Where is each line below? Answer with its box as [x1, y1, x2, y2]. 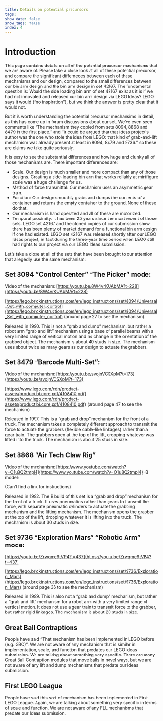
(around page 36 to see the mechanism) [22, 584, 103, 590]
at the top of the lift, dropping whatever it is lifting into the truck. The [5, 514, 142, 520]
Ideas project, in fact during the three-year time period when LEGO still [12, 237, 155, 242]
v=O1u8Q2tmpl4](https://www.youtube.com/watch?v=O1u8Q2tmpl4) [5, 469, 144, 475]
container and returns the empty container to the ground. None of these [12, 200, 157, 206]
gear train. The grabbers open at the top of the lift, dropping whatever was [5, 431, 154, 437]
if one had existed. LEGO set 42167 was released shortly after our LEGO [12, 231, 157, 237]
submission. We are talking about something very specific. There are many [5, 652, 155, 658]
